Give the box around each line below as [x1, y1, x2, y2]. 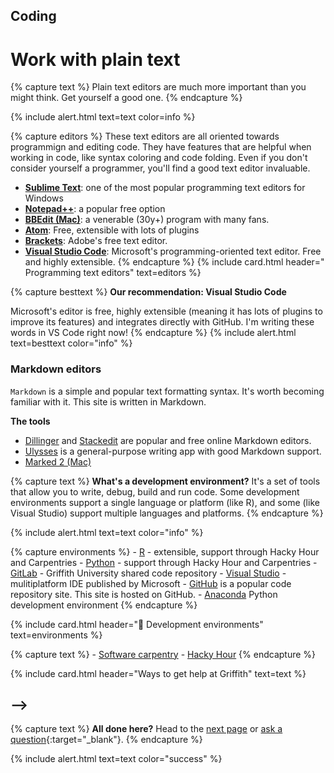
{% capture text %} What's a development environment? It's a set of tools [10, 475, 321, 487]
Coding [10, 8, 57, 25]
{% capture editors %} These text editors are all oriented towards [10, 130, 280, 143]
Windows [24, 192, 64, 204]
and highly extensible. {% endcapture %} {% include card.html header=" [24, 256, 325, 268]
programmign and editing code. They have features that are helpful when [10, 141, 312, 153]
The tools [10, 415, 51, 427]
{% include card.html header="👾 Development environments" [10, 618, 264, 630]
